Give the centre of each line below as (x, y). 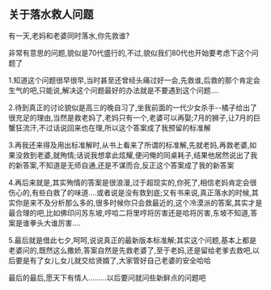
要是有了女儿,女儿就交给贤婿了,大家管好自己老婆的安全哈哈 (113, 260)
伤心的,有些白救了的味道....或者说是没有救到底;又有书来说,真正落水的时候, (130, 192)
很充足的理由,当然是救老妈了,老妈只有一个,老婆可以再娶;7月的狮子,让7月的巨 (135, 117)
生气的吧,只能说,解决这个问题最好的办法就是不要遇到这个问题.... (114, 90)
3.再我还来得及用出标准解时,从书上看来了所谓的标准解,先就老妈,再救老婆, (129, 145)
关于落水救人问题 (51, 15)
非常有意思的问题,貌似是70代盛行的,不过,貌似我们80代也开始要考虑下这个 (130, 53)
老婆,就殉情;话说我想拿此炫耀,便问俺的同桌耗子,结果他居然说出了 (143, 155)
